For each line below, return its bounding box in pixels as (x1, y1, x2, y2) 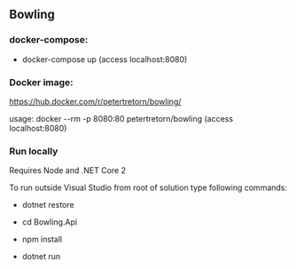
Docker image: (9, 75, 74, 88)
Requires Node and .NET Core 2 (9, 165, 127, 176)
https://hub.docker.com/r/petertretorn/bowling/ (9, 96, 182, 107)
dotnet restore (21, 200, 74, 210)
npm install (21, 234, 63, 245)
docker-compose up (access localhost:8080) (21, 53, 188, 65)
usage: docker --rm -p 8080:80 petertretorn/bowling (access (9, 113, 233, 123)
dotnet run (21, 251, 61, 262)
